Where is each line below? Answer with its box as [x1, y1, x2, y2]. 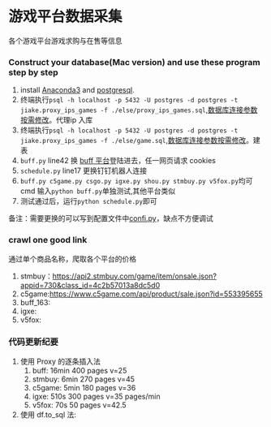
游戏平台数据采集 [8, 7, 123, 26]
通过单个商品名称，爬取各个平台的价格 [8, 253, 136, 264]
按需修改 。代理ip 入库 [19, 115, 93, 125]
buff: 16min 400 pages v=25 [32, 365, 127, 375]
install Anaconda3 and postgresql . [19, 85, 135, 95]
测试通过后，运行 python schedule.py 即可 [19, 196, 157, 206]
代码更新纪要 [8, 336, 59, 347]
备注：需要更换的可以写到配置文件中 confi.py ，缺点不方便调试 [8, 213, 213, 223]
